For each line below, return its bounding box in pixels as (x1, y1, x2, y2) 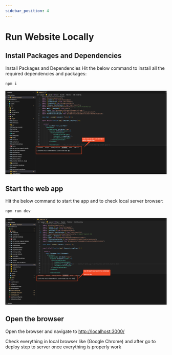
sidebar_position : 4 (5, 8, 50, 13)
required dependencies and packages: (5, 70, 87, 76)
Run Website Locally (5, 31, 94, 43)
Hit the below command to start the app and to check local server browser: (5, 198, 164, 204)
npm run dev (5, 208, 31, 213)
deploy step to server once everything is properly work (5, 344, 121, 350)
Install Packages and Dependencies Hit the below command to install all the (5, 65, 165, 71)
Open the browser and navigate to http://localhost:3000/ (5, 328, 125, 334)
